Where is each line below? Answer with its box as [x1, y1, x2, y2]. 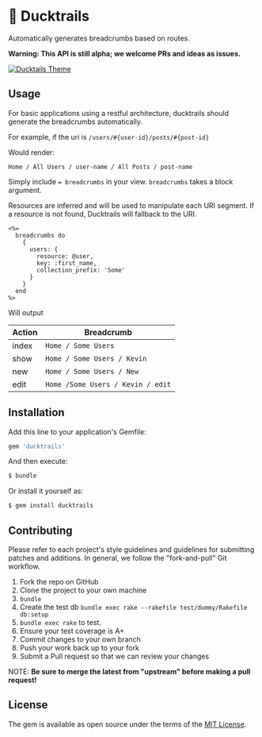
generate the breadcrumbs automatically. [8, 117, 143, 126]
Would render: [8, 147, 55, 157]
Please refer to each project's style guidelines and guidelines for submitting [8, 545, 255, 554]
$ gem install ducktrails [8, 502, 93, 510]
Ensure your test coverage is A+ [19, 627, 125, 635]
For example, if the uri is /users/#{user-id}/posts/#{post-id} [8, 132, 210, 141]
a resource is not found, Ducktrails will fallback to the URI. [8, 209, 197, 218]
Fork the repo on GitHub [19, 577, 99, 586]
